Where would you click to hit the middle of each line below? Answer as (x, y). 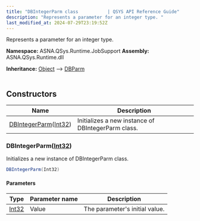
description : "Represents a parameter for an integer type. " (85, 17)
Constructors (32, 94)
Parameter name (54, 198)
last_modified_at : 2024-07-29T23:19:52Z (57, 23)
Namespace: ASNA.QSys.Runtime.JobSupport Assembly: (78, 51)
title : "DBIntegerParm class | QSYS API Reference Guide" (93, 12)
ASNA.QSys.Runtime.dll (35, 58)
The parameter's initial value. (124, 209)
